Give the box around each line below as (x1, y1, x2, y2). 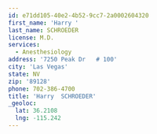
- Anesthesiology (15, 48, 72, 56)
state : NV (8, 70, 41, 78)
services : (8, 41, 41, 49)
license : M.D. (8, 33, 55, 42)
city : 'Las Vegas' (8, 63, 68, 71)
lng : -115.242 (15, 114, 61, 122)
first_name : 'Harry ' (8, 19, 79, 27)
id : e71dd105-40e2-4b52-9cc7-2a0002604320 (8, 11, 149, 20)
